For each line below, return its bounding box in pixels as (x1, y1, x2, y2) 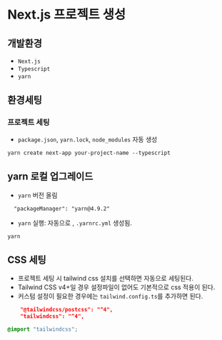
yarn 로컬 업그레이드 (7, 171, 94, 183)
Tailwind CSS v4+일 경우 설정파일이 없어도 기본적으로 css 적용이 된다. (17, 283, 216, 291)
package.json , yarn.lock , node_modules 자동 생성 (17, 135, 158, 144)
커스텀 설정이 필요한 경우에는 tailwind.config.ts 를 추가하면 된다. (17, 292, 203, 301)
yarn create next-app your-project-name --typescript (7, 149, 171, 156)
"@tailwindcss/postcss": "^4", (20, 306, 113, 314)
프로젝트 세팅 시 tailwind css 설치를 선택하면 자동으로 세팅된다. (17, 274, 194, 283)
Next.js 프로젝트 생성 (7, 6, 126, 23)
